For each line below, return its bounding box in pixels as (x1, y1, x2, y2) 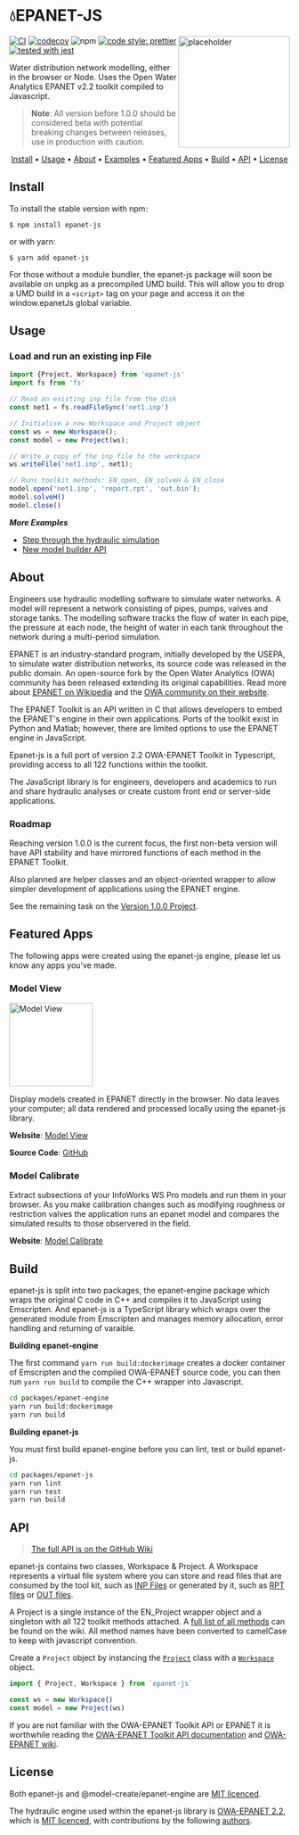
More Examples (9, 517, 69, 527)
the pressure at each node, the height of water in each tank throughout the (9, 622, 283, 632)
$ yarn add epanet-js (9, 253, 90, 262)
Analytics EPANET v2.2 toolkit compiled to (9, 81, 165, 92)
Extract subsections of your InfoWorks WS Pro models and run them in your (9, 1190, 287, 1201)
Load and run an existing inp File (9, 350, 152, 362)
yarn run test (9, 1487, 62, 1496)
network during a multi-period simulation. (9, 631, 162, 642)
